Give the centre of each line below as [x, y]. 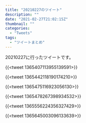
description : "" [22, 14]
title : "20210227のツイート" [34, 10]
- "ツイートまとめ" [27, 42]
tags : [11, 38]
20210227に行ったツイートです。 [39, 57]
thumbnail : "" [20, 24]
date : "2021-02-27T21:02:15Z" [37, 19]
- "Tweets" [21, 33]
